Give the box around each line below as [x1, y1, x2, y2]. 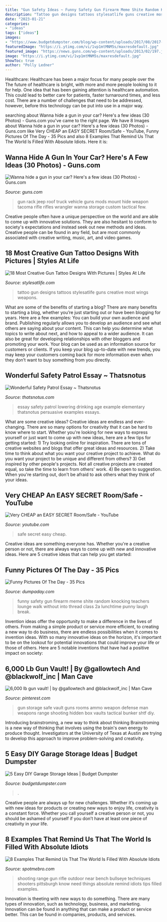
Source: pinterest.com [5, 695, 51, 701]
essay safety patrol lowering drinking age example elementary [17, 403, 145, 410]
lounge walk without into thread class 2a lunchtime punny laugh [17, 604, 148, 610]
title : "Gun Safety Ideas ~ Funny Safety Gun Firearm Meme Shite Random [5, 7, 159, 12]
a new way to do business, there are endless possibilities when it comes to [5, 629, 158, 635]
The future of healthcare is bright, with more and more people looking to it [5, 81, 157, 87]
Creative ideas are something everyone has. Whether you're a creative [5, 541, 150, 547]
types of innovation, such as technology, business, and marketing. [5, 901, 141, 907]
